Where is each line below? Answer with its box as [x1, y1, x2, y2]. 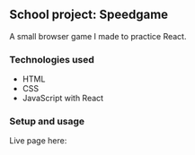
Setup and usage [9, 116, 85, 128]
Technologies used [9, 53, 94, 65]
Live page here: [9, 135, 67, 146]
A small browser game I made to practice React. [9, 30, 187, 41]
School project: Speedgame [9, 7, 169, 22]
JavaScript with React [22, 93, 104, 104]
